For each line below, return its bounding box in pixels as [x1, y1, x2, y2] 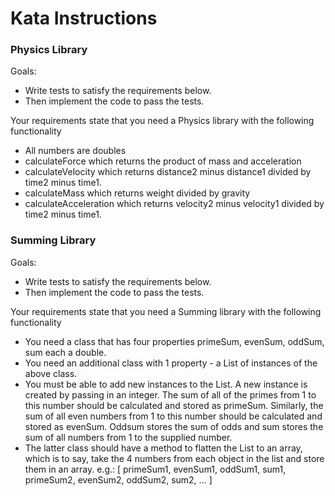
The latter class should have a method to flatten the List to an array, [24, 442, 303, 454]
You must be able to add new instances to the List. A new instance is [24, 378, 308, 390]
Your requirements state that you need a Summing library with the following [10, 305, 322, 317]
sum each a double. [24, 346, 107, 358]
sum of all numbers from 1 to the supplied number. [24, 431, 233, 443]
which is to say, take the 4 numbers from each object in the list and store [24, 452, 325, 464]
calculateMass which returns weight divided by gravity [24, 187, 251, 199]
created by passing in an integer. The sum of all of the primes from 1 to [24, 388, 317, 401]
